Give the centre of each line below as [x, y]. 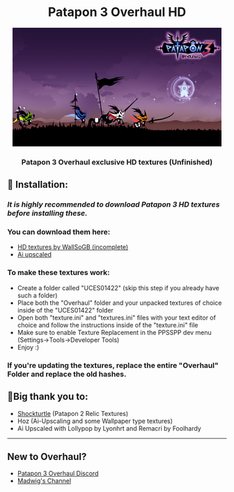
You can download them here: [59, 232]
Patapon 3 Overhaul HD [117, 12]
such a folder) [37, 295]
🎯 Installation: [38, 185]
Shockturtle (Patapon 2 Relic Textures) [73, 413]
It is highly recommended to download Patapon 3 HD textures [114, 204]
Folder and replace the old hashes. [67, 374]
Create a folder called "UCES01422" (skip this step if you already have [118, 288]
